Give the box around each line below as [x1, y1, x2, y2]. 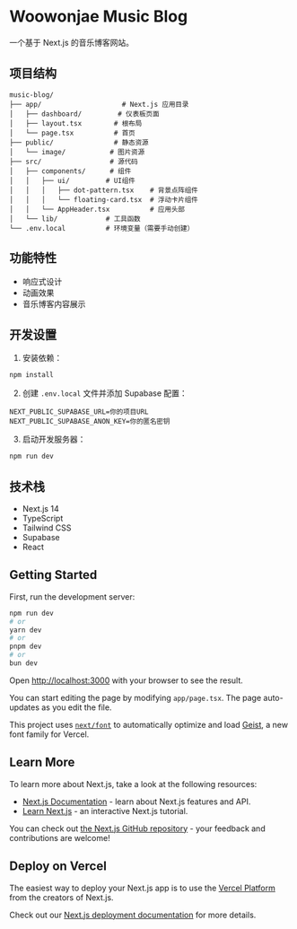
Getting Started [9, 567, 98, 583]
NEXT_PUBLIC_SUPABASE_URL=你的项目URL [9, 408, 150, 416]
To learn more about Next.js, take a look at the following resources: [9, 778, 258, 789]
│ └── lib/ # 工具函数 [9, 214, 141, 223]
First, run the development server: [9, 591, 135, 602]
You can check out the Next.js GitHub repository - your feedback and [9, 823, 266, 834]
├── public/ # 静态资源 [9, 137, 150, 147]
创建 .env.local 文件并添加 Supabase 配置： [22, 388, 188, 399]
